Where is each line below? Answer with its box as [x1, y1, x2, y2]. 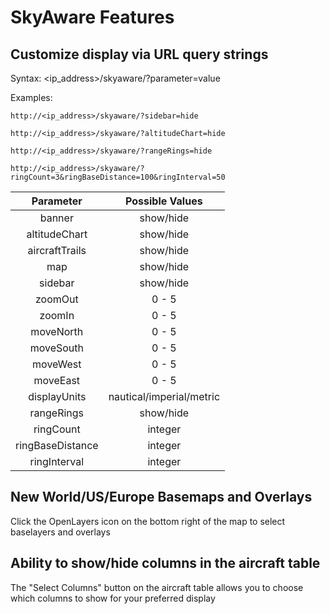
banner [39, 211, 74, 225]
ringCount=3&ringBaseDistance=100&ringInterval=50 [10, 172, 226, 182]
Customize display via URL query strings [10, 46, 269, 63]
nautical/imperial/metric [108, 390, 221, 403]
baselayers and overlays [10, 526, 111, 538]
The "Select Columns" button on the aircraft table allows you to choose [10, 581, 304, 593]
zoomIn [39, 309, 75, 322]
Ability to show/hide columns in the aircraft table [10, 555, 321, 572]
